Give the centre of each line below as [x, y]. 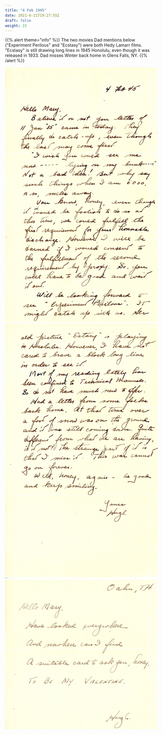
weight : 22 [16, 26]
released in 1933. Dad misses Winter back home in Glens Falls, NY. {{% [76, 55]
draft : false [18, 20]
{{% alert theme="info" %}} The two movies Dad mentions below [70, 40]
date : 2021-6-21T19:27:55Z [32, 15]
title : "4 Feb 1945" [26, 10]
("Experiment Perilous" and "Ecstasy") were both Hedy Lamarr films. [73, 45]
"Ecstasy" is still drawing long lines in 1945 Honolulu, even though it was [77, 50]
